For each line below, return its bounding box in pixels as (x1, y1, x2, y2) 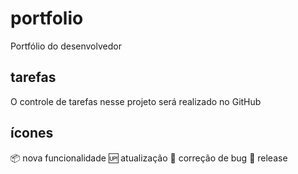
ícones (10, 125, 54, 142)
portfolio (10, 7, 84, 30)
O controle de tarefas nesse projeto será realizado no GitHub (10, 95, 262, 107)
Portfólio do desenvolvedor (10, 40, 122, 52)
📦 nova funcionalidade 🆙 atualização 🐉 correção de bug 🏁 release (10, 152, 288, 164)
